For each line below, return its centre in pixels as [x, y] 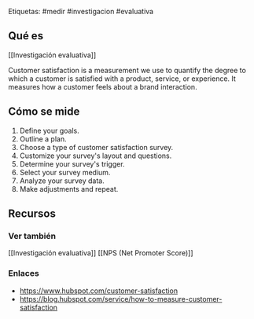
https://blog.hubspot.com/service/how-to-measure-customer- [121, 299]
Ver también [32, 236]
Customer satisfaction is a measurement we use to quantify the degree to [127, 70]
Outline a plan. [43, 139]
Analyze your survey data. [62, 181]
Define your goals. [50, 130]
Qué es [26, 36]
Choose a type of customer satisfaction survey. [96, 147]
